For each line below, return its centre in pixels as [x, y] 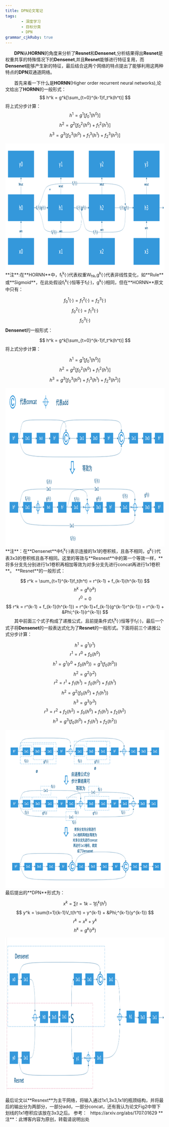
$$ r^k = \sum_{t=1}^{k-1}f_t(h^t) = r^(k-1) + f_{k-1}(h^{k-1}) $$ [85, 581]
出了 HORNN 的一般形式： [40, 89]
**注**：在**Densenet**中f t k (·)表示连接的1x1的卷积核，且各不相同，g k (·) [81, 551]
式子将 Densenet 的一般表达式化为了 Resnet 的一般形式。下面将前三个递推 [81, 628]
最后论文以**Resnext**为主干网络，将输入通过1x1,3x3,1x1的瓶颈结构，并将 [82, 1100]
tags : [11, 16]
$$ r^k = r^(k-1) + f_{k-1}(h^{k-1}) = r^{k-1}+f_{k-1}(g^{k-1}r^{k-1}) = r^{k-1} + [85, 607]
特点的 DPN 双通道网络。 [30, 72]
